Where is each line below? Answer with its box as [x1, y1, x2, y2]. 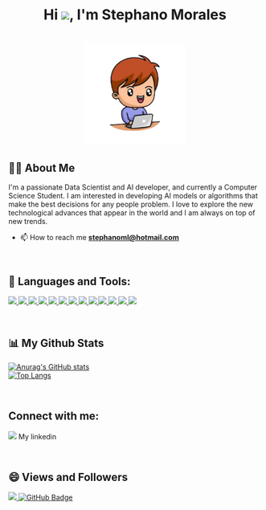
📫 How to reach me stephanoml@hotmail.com [19, 233, 179, 243]
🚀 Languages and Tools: [8, 275, 131, 288]
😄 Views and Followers [8, 471, 129, 484]
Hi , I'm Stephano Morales [43, 6, 227, 24]
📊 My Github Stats [8, 337, 104, 350]
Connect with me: [8, 410, 100, 423]
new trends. [8, 217, 48, 226]
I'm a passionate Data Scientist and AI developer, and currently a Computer [8, 182, 258, 192]
